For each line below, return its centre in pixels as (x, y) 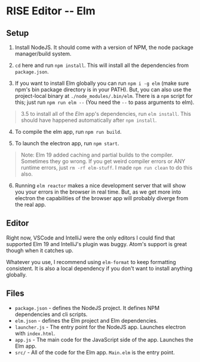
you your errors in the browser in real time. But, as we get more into (98, 192)
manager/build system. (43, 54)
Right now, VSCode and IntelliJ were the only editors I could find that (90, 238)
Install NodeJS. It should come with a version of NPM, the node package (104, 47)
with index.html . (35, 333)
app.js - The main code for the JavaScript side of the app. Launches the (104, 339)
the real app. (30, 205)
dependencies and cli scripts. (51, 314)
